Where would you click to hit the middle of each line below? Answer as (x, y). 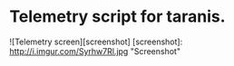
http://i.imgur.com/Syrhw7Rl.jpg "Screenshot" (95, 51)
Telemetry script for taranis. (117, 17)
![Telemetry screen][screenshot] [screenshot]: (96, 42)
